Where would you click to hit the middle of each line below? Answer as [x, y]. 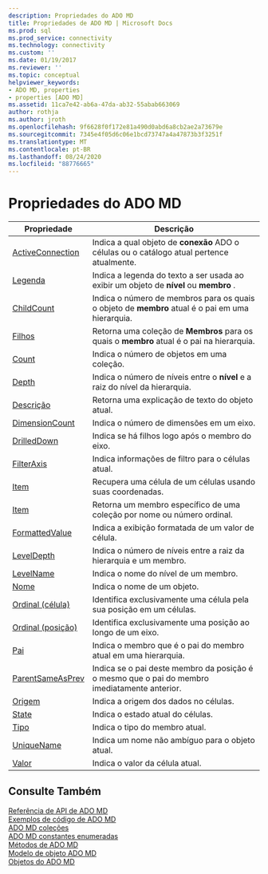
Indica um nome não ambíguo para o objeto [173, 741]
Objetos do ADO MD [42, 861]
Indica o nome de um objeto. [146, 587]
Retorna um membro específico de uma [166, 505]
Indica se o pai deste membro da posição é [173, 669]
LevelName [33, 574]
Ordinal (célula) [41, 605]
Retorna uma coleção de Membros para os [173, 331]
